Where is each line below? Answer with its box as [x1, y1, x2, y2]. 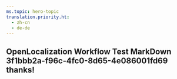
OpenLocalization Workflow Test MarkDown [6, 46, 172, 56]
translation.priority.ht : [6, 14, 69, 20]
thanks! [6, 65, 35, 75]
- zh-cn [11, 19, 31, 25]
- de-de [11, 25, 31, 31]
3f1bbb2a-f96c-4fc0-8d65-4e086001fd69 [6, 56, 168, 66]
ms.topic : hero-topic [6, 8, 59, 15]
